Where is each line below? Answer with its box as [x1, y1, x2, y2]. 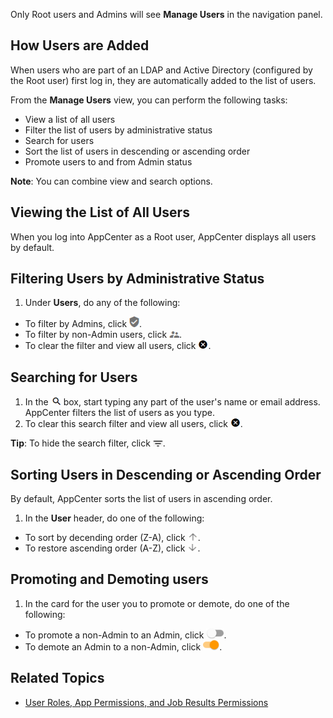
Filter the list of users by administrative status [24, 124, 213, 136]
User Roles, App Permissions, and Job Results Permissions [24, 696, 269, 708]
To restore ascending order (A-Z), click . [24, 542, 201, 554]
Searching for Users [10, 369, 138, 386]
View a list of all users [24, 113, 116, 125]
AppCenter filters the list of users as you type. [24, 407, 215, 419]
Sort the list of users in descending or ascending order [24, 145, 251, 157]
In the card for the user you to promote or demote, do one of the [24, 597, 290, 609]
